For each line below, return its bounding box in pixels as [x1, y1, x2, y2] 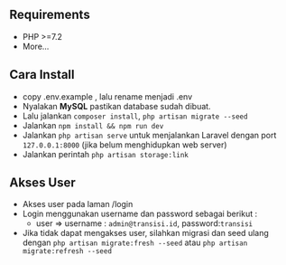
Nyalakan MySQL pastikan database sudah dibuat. [22, 100, 211, 111]
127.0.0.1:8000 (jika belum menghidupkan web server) [22, 139, 227, 150]
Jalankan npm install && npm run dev [22, 119, 164, 130]
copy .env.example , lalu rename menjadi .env [22, 90, 193, 102]
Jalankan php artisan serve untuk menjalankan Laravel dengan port [22, 129, 277, 140]
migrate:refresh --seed [22, 247, 113, 256]
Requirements [9, 7, 90, 23]
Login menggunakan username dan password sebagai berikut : [22, 208, 258, 220]
